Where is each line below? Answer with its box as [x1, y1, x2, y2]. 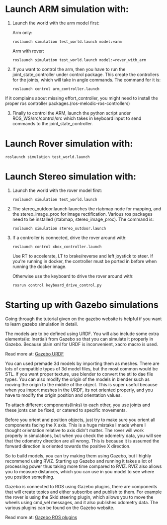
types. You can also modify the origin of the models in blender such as [5, 376, 150, 382]
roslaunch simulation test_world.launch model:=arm [12, 39, 122, 44]
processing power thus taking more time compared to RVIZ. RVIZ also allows [5, 463, 162, 469]
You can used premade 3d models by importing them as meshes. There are [5, 360, 160, 366]
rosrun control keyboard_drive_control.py [12, 282, 102, 288]
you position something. [5, 474, 55, 480]
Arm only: [12, 29, 33, 35]
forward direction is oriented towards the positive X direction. [5, 443, 131, 449]
